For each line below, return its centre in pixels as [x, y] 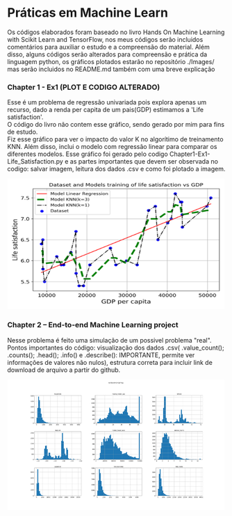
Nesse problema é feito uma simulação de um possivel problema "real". [109, 340]
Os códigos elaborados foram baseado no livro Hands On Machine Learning [116, 32]
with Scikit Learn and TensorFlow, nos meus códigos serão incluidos [105, 39]
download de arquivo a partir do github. [64, 370]
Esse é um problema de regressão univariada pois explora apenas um [107, 102]
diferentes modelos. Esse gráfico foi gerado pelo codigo [88, 154]
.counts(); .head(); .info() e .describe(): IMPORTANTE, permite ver [101, 355]
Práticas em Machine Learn [88, 13]
